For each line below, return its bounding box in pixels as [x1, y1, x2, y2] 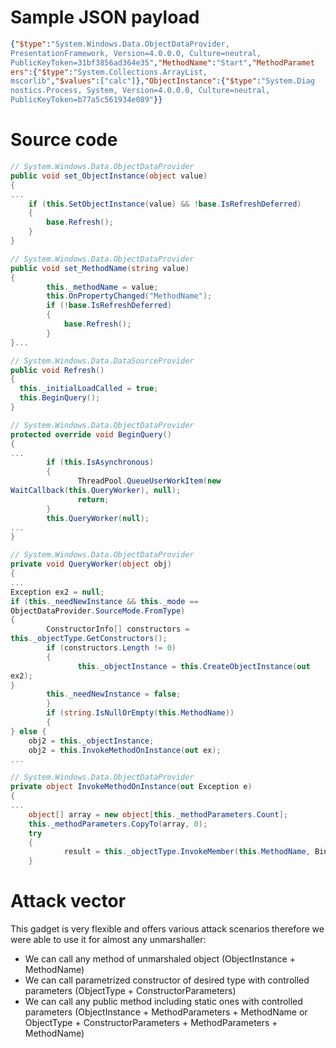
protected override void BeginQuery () [10, 429, 172, 440]
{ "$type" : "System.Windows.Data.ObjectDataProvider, [10, 39, 230, 49]
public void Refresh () [10, 365, 105, 375]
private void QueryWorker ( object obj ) [10, 559, 172, 570]
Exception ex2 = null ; [10, 587, 105, 597]
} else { [10, 726, 47, 736]
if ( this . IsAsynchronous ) [46, 457, 155, 468]
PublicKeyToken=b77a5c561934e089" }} [10, 95, 163, 105]
